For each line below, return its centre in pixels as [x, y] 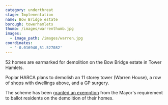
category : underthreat [29, 10]
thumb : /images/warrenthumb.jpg [39, 29]
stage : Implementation [29, 15]
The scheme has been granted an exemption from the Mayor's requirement [84, 92]
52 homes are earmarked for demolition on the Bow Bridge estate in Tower [83, 62]
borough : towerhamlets [29, 24]
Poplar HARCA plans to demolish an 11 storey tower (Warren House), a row [83, 77]
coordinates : [19, 43]
